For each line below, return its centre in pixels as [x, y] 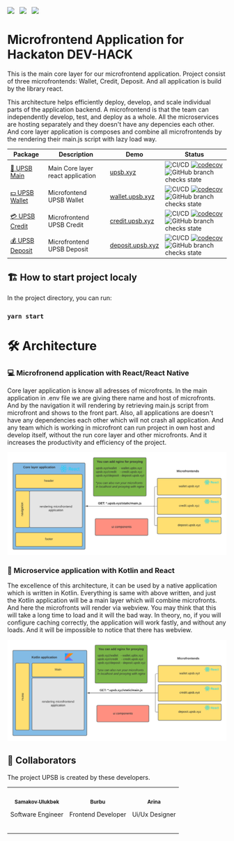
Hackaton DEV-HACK [70, 55]
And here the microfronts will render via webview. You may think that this [112, 608]
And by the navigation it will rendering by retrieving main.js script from [108, 406]
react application [72, 176]
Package [26, 155]
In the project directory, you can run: [60, 298]
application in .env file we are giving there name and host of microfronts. [111, 398]
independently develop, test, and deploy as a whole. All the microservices [113, 117]
